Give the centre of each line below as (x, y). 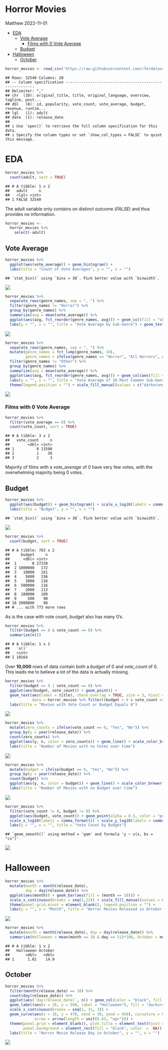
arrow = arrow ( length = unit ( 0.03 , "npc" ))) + (84, 1019)
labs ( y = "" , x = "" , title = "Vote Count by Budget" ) (68, 825)
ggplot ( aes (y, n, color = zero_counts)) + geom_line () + (70, 741)
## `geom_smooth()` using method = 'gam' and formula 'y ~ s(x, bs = (79, 834)
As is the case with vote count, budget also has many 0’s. (64, 616)
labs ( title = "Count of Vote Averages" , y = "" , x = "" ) (70, 269)
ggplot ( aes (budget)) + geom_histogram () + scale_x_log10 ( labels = (80, 505)
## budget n (27, 555)
